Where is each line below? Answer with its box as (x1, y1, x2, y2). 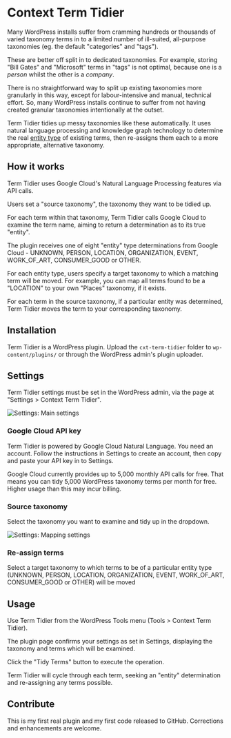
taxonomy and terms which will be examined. (7, 644, 136, 653)
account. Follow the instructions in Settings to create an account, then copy (7, 449, 222, 458)
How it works (7, 161, 65, 173)
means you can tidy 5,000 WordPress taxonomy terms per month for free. (7, 477, 217, 485)
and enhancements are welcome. (7, 724, 102, 732)
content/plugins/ (7, 351, 57, 358)
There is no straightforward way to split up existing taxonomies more (7, 83, 202, 92)
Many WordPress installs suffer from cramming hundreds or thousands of (7, 28, 216, 36)
